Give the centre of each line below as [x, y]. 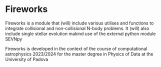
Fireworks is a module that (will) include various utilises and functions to [79, 23]
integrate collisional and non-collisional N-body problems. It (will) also [77, 28]
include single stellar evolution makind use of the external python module [80, 33]
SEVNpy [14, 39]
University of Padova [27, 59]
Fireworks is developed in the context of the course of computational [76, 48]
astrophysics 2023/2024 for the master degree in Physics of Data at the [79, 54]
